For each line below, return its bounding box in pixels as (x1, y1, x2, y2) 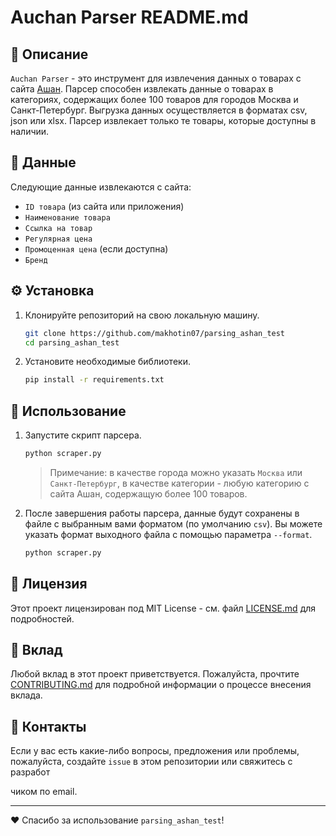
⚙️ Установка (10, 282, 95, 300)
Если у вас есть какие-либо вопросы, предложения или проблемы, (10, 745, 300, 757)
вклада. (10, 689, 43, 701)
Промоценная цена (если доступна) (24, 242, 169, 255)
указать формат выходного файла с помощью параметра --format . (24, 528, 313, 540)
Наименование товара (24, 212, 111, 223)
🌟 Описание (10, 46, 89, 63)
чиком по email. (10, 786, 78, 798)
